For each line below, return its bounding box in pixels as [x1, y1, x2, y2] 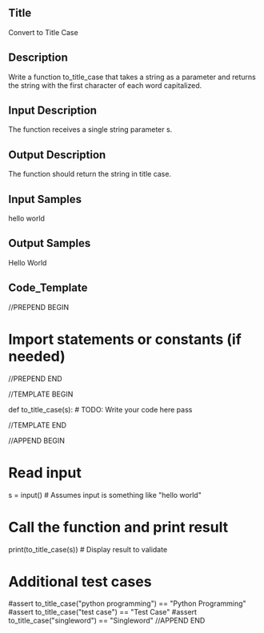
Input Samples [8, 192, 82, 206]
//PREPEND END [8, 373, 62, 383]
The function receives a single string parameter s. [8, 125, 173, 134]
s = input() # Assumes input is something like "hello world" [8, 490, 202, 500]
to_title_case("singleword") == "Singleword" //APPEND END [8, 615, 206, 626]
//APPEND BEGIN [8, 436, 66, 445]
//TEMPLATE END [8, 420, 66, 430]
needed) [8, 347, 66, 365]
